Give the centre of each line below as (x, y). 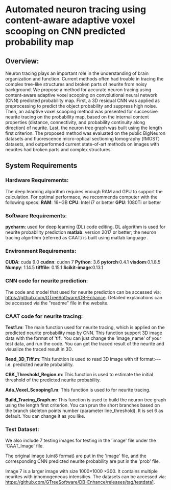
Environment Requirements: (41, 251)
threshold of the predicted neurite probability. (53, 380)
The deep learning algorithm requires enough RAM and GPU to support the (84, 191)
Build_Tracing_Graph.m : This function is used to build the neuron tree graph (86, 400)
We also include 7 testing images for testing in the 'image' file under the (81, 441)
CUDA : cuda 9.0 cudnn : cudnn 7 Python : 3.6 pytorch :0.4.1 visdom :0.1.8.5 (83, 262)
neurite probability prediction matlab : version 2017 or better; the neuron (81, 232)
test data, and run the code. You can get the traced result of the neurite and (85, 343)
